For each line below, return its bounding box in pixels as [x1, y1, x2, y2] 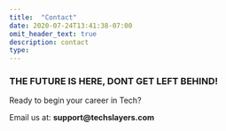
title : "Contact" [9, 12, 77, 22]
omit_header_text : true [9, 29, 97, 38]
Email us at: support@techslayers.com [9, 112, 155, 123]
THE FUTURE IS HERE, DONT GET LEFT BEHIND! [9, 75, 219, 88]
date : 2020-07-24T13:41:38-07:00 [9, 21, 133, 30]
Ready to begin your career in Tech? [9, 95, 142, 106]
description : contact [9, 37, 90, 47]
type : [9, 46, 29, 55]
